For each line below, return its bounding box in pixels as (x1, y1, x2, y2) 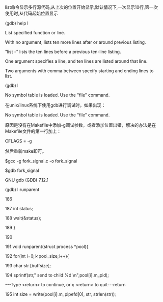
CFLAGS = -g (5, 138, 32, 144)
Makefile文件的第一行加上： (5, 128, 61, 134)
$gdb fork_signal (5, 167, 39, 173)
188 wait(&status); (5, 215, 42, 221)
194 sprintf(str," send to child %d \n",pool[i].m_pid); (5, 272, 109, 278)
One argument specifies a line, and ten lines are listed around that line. (5, 58, 148, 64)
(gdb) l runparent (5, 187, 40, 192)
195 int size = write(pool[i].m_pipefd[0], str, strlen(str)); (5, 291, 116, 297)
